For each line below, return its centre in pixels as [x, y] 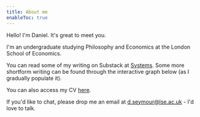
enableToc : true [27, 18]
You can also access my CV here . [49, 90]
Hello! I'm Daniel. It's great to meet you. [56, 35]
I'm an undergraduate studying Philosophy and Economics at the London [98, 47]
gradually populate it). [34, 78]
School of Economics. [34, 53]
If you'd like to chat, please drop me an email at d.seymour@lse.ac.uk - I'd [100, 102]
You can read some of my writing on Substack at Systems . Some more [95, 65]
